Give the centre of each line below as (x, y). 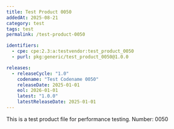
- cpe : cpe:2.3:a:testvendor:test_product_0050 (73, 51)
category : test (25, 23)
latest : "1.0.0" (38, 96)
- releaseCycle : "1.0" (40, 74)
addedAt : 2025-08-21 (32, 18)
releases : (19, 68)
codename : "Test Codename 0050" (58, 79)
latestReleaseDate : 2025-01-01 (57, 102)
